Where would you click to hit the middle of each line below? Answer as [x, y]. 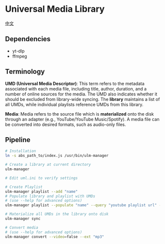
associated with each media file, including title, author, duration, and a [76, 89]
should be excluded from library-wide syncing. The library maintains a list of [82, 99]
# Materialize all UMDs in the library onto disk [57, 214]
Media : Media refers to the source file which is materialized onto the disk [80, 114]
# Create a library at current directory [48, 165]
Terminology [25, 72]
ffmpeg [20, 56]
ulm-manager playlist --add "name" [41, 191]
